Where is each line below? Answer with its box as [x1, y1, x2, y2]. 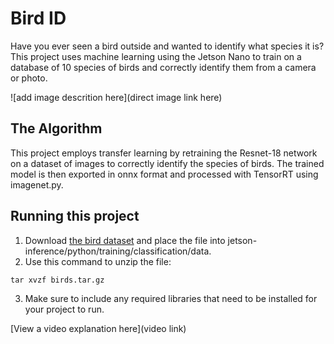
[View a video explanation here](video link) [10, 322, 187, 334]
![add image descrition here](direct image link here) [10, 91, 223, 103]
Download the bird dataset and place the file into [24, 234, 226, 246]
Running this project [10, 208, 140, 225]
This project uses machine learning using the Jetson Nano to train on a [10, 50, 302, 62]
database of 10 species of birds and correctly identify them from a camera [10, 61, 317, 73]
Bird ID [10, 7, 67, 30]
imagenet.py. [10, 178, 64, 191]
